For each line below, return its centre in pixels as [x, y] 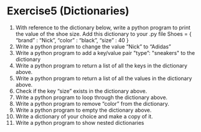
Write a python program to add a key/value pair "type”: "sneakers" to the [105, 53]
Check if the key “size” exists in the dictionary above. [81, 91]
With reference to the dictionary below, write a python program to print [103, 27]
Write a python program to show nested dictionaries [80, 122]
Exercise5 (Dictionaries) [68, 11]
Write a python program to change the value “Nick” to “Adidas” [93, 47]
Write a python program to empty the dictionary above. [83, 110]
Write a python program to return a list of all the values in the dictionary [104, 78]
